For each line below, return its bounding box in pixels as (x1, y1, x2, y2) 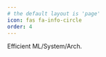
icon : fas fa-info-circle (7, 17, 82, 24)
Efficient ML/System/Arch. (7, 42, 82, 51)
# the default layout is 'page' (7, 10, 100, 17)
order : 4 (7, 23, 33, 30)
